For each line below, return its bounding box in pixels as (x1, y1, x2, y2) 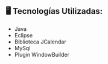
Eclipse (14, 31, 33, 39)
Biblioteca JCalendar (14, 38, 67, 45)
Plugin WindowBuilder (14, 51, 70, 58)
